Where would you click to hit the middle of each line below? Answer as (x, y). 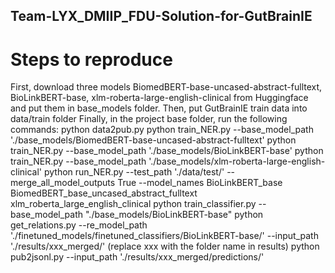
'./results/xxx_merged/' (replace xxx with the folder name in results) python (165, 246)
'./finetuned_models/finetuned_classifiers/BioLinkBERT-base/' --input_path (164, 236)
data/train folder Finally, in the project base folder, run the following (149, 119)
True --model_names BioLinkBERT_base (200, 183)
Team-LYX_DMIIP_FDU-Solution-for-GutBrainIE (161, 16)
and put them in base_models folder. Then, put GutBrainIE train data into (159, 108)
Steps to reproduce (91, 59)
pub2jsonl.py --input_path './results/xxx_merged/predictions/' (137, 257)
